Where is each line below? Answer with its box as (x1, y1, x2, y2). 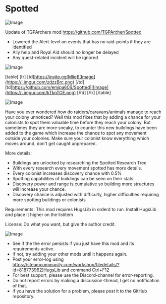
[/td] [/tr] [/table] (77, 89, 111, 95)
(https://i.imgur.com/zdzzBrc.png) (5, 79, 75, 85)
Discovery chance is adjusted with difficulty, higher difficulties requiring (12, 191, 159, 197)
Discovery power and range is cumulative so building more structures (12, 181, 155, 187)
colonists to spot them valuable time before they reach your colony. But (5, 119, 151, 125)
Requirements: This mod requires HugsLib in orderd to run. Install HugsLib (5, 206, 157, 212)
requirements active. (12, 245, 55, 251)
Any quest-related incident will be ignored (12, 54, 98, 60)
